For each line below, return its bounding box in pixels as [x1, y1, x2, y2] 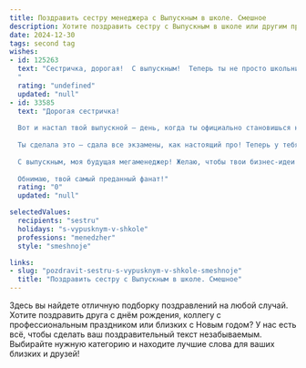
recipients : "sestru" [17, 216, 100, 225]
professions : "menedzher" [17, 233, 117, 242]
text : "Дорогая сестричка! [17, 107, 120, 116]
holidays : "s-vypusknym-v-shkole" [17, 224, 148, 233]
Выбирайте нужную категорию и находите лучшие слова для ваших [9, 339, 275, 349]
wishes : [9, 47, 39, 56]
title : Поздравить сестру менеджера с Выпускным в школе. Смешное [9, 13, 267, 23]
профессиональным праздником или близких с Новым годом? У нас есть [9, 320, 297, 330]
